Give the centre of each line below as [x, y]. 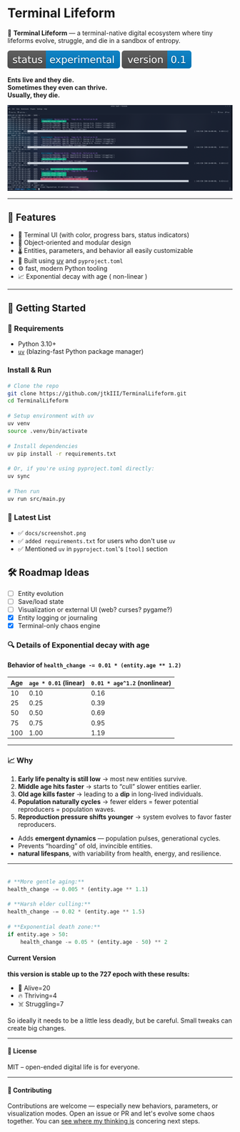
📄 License [22, 1051]
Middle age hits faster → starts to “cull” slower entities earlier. [109, 786]
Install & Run [30, 370]
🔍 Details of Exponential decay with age [79, 645]
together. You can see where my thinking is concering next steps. [104, 1121]
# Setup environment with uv [51, 416]
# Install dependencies [43, 446]
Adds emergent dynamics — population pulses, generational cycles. [119, 838]
